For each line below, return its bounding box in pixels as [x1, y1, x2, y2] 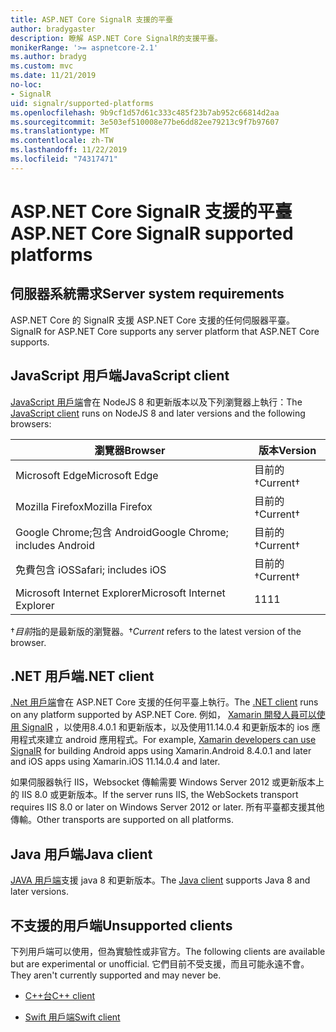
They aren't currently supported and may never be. [10, 969, 222, 981]
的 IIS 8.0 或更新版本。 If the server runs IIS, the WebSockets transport [10, 789, 299, 801]
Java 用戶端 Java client [10, 846, 153, 863]
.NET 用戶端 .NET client [10, 667, 155, 685]
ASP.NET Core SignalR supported [10, 222, 294, 245]
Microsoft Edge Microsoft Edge [15, 468, 159, 482]
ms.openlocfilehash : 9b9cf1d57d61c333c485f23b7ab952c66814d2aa [10, 107, 280, 118]
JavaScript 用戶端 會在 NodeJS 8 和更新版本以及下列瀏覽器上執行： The [10, 396, 303, 408]
